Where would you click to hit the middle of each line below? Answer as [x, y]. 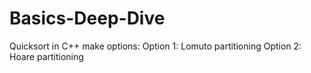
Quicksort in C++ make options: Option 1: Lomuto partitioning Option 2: [155, 46]
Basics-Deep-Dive [87, 18]
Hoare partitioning [46, 56]
